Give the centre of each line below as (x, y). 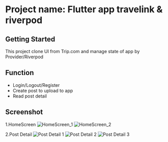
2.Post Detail (19, 134)
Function (20, 73)
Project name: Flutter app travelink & (84, 9)
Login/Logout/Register (36, 85)
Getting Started (30, 39)
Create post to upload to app (43, 90)
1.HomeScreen (21, 124)
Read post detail (30, 96)
